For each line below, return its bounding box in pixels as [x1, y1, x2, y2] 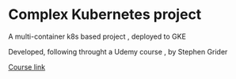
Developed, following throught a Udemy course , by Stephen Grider [8, 47, 228, 56]
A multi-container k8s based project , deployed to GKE [8, 32, 186, 41]
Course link [8, 62, 46, 72]
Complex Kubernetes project [8, 6, 202, 24]
